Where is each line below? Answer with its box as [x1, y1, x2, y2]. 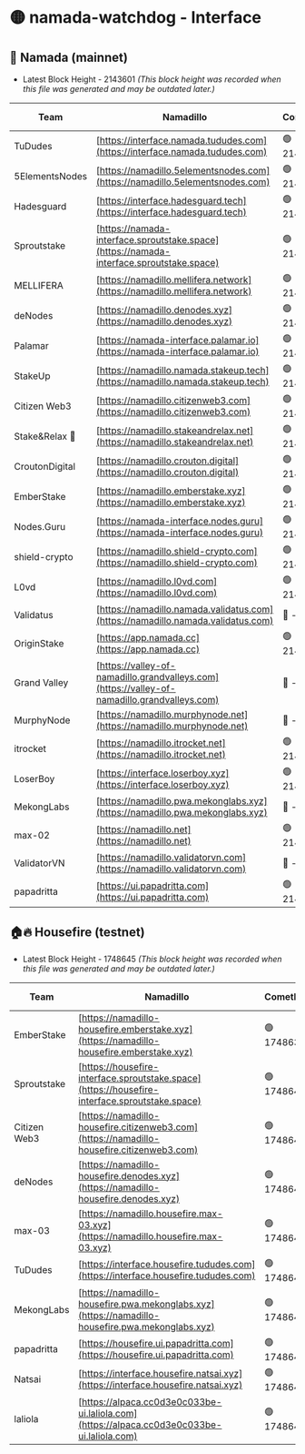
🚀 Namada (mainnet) [9, 49, 129, 65]
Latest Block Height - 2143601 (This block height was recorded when [22, 74, 281, 85]
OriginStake [14, 636, 64, 649]
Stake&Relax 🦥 [14, 430, 76, 442]
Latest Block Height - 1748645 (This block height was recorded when [22, 953, 283, 964]
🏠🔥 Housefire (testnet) [9, 925, 145, 941]
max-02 [14, 829, 50, 841]
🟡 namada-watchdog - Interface [9, 7, 261, 28]
